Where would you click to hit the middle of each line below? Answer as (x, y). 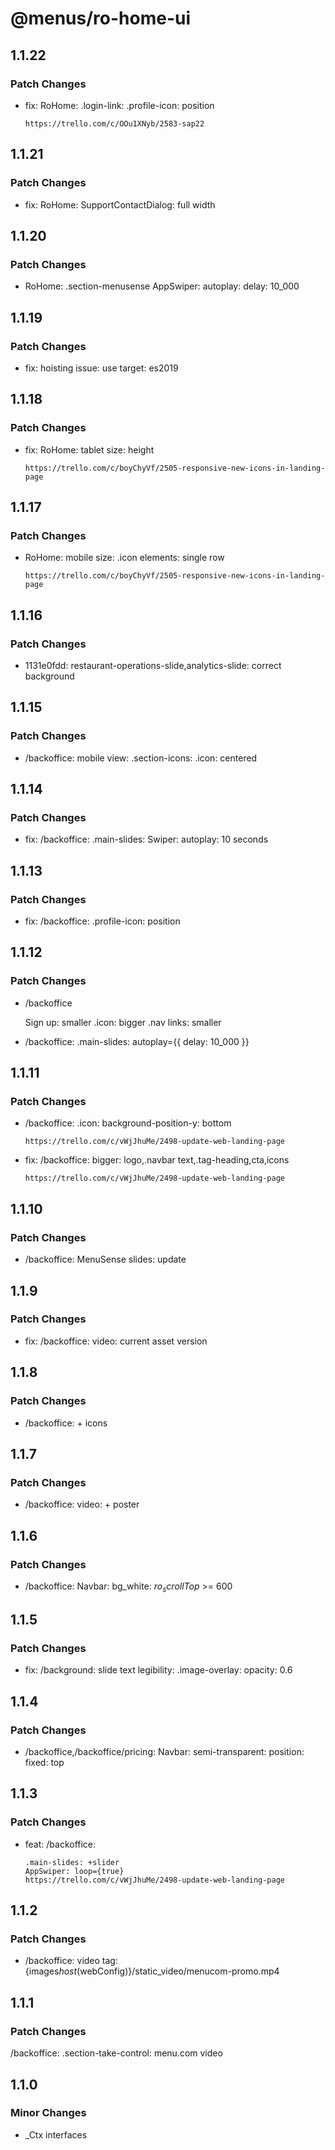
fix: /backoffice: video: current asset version (116, 1341)
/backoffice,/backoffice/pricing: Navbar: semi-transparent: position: (164, 1752)
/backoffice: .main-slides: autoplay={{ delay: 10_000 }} (137, 1041)
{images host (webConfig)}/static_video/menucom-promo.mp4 (152, 1971)
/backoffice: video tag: (71, 1961)
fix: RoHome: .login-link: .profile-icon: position (119, 105)
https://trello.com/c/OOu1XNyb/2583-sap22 (114, 123)
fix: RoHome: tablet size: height (89, 449)
